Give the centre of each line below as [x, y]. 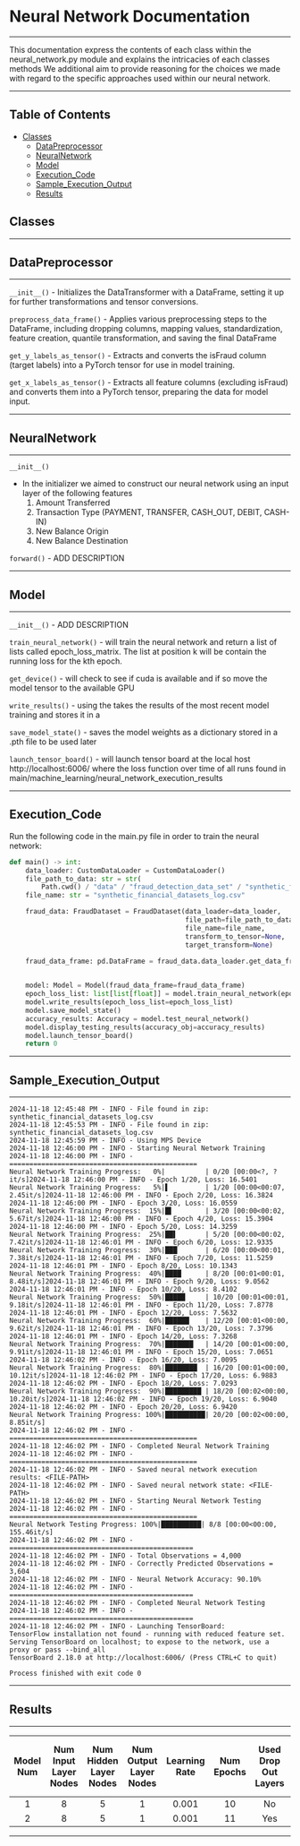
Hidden [103, 1760]
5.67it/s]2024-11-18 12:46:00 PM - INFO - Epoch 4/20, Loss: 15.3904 [142, 1219]
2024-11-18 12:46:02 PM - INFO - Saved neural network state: [127, 1485]
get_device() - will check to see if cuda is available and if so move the [138, 678]
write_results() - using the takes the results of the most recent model [139, 705]
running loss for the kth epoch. [66, 661]
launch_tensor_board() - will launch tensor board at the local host [130, 759]
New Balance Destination [82, 541]
